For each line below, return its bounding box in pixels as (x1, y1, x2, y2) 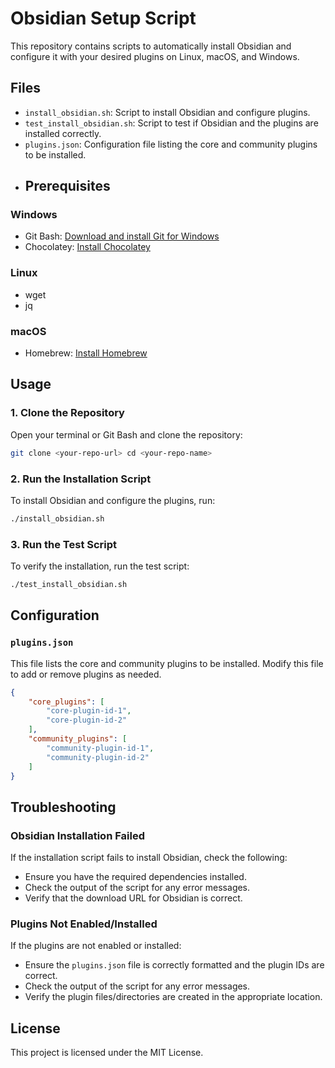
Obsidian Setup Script (10, 7, 197, 30)
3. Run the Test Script (10, 537, 118, 551)
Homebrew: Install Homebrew (24, 347, 148, 359)
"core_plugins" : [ (28, 697, 105, 707)
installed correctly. (24, 127, 102, 139)
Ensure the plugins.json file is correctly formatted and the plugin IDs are (24, 959, 325, 971)
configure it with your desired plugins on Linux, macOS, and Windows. (10, 50, 300, 62)
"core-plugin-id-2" (46, 715, 128, 726)
